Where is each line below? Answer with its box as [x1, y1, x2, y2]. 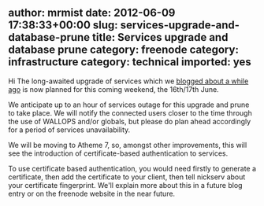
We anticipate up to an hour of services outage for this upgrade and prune [8, 100, 250, 109]
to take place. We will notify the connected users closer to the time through [8, 108, 252, 117]
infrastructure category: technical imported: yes [8, 55, 251, 69]
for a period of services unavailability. [8, 125, 131, 134]
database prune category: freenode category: [8, 43, 239, 57]
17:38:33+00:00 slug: [8, 19, 118, 32]
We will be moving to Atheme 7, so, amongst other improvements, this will [8, 140, 247, 149]
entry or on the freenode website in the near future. [8, 189, 176, 198]
